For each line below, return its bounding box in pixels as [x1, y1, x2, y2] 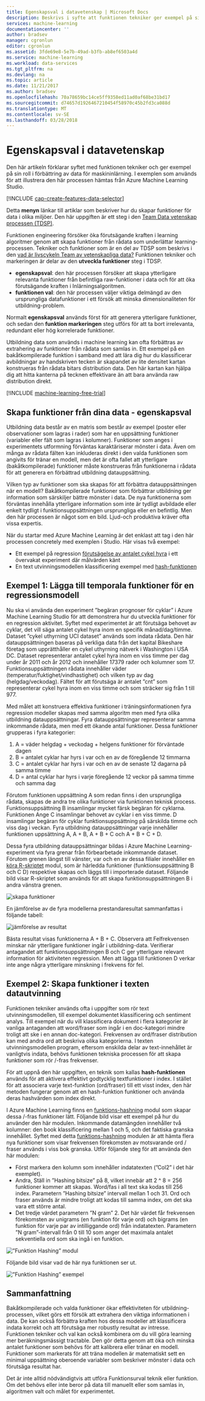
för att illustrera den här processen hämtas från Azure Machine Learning [6, 177, 188, 184]
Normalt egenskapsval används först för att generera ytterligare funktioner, [6, 314, 197, 321]
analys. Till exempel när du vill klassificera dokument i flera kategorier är [6, 1018, 189, 1025]
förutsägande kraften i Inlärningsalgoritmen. [15, 283, 126, 290]
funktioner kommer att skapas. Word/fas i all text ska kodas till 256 [15, 1183, 183, 1190]
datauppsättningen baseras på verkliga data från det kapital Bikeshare [6, 638, 183, 646]
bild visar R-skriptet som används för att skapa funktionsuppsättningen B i [6, 874, 193, 882]
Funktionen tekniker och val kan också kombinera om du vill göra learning [6, 1331, 192, 1338]
